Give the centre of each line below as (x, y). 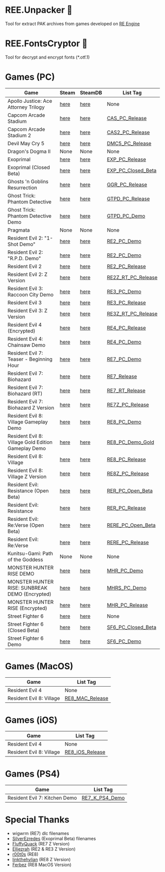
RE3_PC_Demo (124, 291)
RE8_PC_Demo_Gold (131, 442)
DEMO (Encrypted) (29, 594)
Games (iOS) (31, 720)
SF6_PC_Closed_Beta (132, 627)
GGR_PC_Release (127, 184)
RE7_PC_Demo (124, 359)
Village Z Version (27, 477)
